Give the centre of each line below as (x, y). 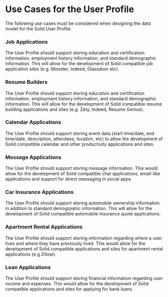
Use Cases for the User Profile (70, 9)
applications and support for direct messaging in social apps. (69, 179)
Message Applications (33, 157)
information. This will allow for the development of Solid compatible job (79, 64)
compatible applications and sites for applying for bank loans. (69, 289)
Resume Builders (26, 82)
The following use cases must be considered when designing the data (78, 23)
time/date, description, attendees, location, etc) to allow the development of (84, 139)
